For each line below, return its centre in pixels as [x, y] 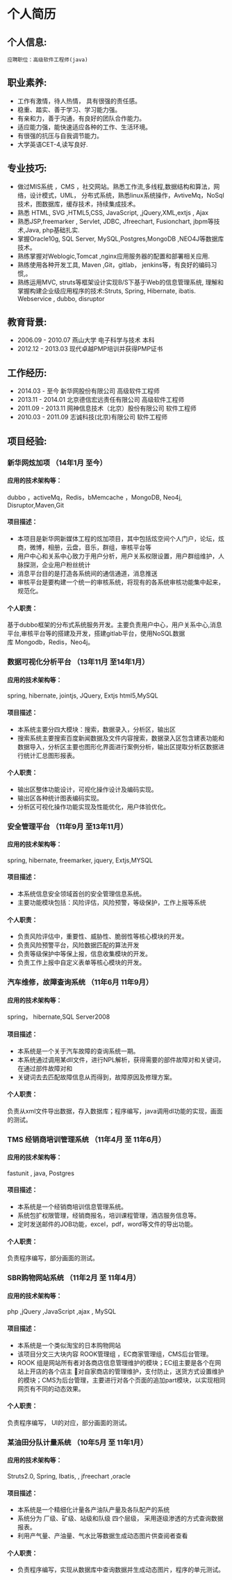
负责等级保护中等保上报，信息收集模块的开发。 [84, 954]
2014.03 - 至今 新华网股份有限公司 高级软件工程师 [88, 391]
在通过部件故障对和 [45, 1068]
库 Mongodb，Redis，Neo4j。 [51, 642]
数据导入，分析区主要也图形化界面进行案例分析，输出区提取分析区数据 [118, 747]
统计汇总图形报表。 [51, 755]
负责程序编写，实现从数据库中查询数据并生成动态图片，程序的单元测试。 [121, 1570]
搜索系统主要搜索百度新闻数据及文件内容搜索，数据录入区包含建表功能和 [121, 738]
